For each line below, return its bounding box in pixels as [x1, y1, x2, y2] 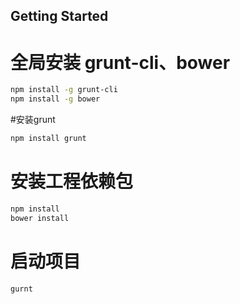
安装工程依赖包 [10, 170, 134, 193]
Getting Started [10, 8, 109, 25]
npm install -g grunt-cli [10, 85, 118, 95]
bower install [10, 213, 70, 223]
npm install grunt [10, 134, 87, 144]
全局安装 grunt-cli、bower [10, 51, 231, 74]
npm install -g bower [10, 94, 101, 104]
